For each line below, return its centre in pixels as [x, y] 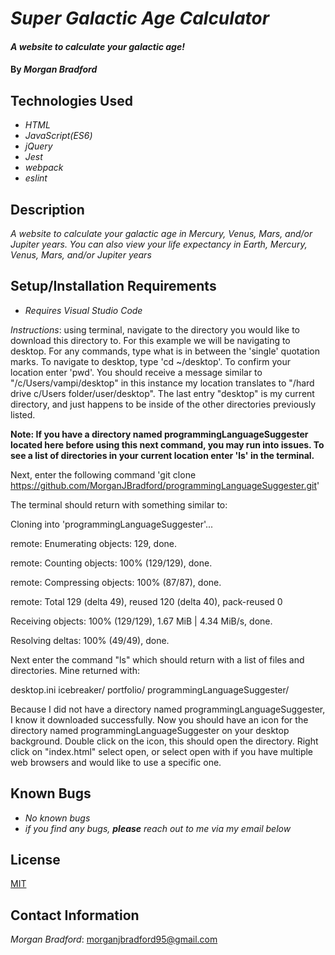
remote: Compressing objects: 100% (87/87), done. [116, 582]
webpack [44, 168]
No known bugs [57, 818]
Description [47, 209]
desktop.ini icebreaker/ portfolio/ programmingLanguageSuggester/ [150, 689]
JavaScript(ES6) [58, 136]
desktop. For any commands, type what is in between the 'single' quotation [165, 351]
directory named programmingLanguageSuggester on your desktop [150, 730]
